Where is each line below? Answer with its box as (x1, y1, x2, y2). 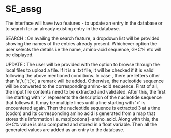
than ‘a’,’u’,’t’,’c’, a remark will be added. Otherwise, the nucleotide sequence (5, 78, 164, 84)
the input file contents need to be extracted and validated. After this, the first (5, 88, 166, 95)
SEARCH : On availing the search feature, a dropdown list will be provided (5, 35, 160, 41)
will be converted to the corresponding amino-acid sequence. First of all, (5, 83, 158, 89)
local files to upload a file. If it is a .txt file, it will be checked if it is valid (5, 67, 154, 73)
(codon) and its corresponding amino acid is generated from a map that (5, 110, 155, 117)
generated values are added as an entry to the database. (5, 126, 125, 133)
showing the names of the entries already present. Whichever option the (5, 40, 157, 47)
